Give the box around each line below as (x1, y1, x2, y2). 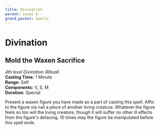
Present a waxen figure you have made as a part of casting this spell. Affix (5, 99, 155, 105)
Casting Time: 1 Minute (5, 74, 52, 80)
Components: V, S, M (5, 84, 49, 90)
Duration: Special (5, 90, 40, 96)
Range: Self (5, 80, 29, 85)
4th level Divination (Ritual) (5, 69, 60, 75)
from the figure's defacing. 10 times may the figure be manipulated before (5, 114, 154, 120)
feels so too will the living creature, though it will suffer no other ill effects (5, 110, 153, 115)
